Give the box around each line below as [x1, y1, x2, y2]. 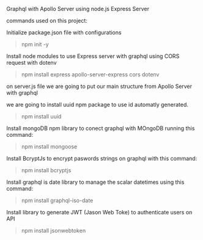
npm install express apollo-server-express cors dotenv [21, 71, 160, 78]
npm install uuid [21, 113, 62, 120]
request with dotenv [6, 59, 57, 66]
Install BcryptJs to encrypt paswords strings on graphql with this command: [6, 155, 197, 162]
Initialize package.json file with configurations [6, 29, 122, 36]
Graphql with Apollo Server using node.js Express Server [6, 5, 150, 12]
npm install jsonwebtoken [21, 227, 86, 234]
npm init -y [21, 41, 49, 48]
